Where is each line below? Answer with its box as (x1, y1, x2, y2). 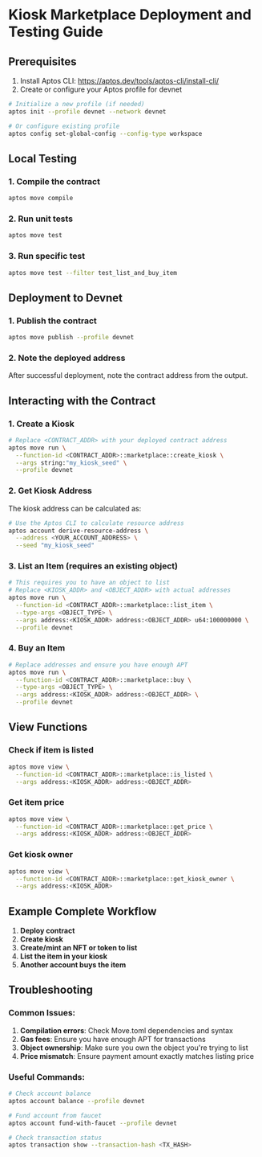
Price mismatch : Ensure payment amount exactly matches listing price (19, 1051, 255, 1061)
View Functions (8, 720, 88, 734)
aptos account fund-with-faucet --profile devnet (8, 1119, 178, 1127)
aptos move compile (8, 195, 74, 203)
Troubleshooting (8, 983, 94, 997)
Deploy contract (19, 926, 75, 936)
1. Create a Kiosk (8, 418, 75, 429)
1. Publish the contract (8, 315, 98, 326)
